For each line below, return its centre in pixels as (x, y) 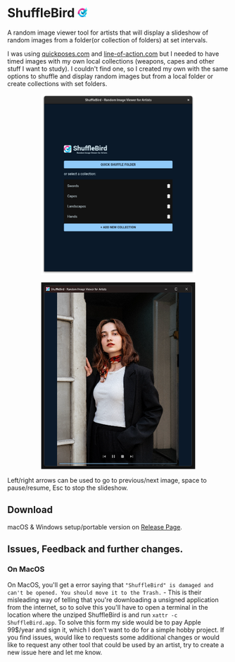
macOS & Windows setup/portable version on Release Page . (95, 526)
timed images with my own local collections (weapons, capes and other (111, 61)
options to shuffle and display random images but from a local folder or (110, 76)
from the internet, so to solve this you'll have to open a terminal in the (108, 607)
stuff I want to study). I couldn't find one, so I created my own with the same (118, 68)
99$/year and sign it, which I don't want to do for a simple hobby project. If (116, 630)
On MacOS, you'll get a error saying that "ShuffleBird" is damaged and (110, 584)
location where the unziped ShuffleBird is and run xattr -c (93, 615)
